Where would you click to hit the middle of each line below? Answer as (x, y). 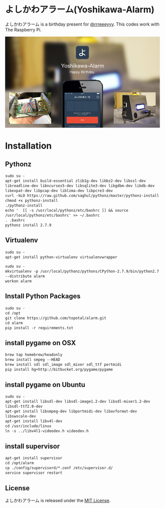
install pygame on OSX (41, 343)
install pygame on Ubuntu (45, 385)
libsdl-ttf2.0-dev (24, 407)
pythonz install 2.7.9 (28, 225)
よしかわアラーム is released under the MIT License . (58, 500)
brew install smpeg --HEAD (33, 360)
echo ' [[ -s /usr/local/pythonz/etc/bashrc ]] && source (67, 211)
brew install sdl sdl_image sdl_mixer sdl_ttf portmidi (63, 365)
